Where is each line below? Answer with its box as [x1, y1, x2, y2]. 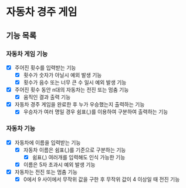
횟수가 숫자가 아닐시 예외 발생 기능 [23, 71, 102, 78]
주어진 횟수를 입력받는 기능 [14, 64, 76, 71]
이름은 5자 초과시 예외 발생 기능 [23, 161, 96, 168]
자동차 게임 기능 [6, 49, 48, 58]
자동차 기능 [6, 125, 36, 133]
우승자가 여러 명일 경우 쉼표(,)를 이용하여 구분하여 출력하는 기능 [23, 108, 168, 115]
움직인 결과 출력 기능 [23, 93, 71, 100]
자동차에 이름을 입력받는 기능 [14, 139, 81, 146]
